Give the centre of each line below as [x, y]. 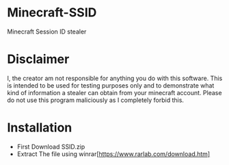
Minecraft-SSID [52, 13]
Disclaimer [38, 59]
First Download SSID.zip [51, 147]
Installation [40, 128]
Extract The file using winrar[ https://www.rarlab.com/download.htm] [113, 154]
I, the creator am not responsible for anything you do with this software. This [115, 78]
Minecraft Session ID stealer [47, 31]
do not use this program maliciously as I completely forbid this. [96, 100]
